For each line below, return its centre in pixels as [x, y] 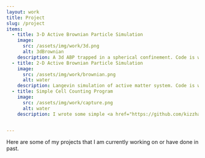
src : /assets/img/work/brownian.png [69, 74]
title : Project [26, 18]
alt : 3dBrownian [43, 52]
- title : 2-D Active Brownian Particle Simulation [77, 63]
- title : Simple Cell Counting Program [63, 92]
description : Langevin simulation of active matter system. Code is [106, 86]
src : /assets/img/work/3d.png [61, 46]
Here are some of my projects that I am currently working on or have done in [103, 142]
